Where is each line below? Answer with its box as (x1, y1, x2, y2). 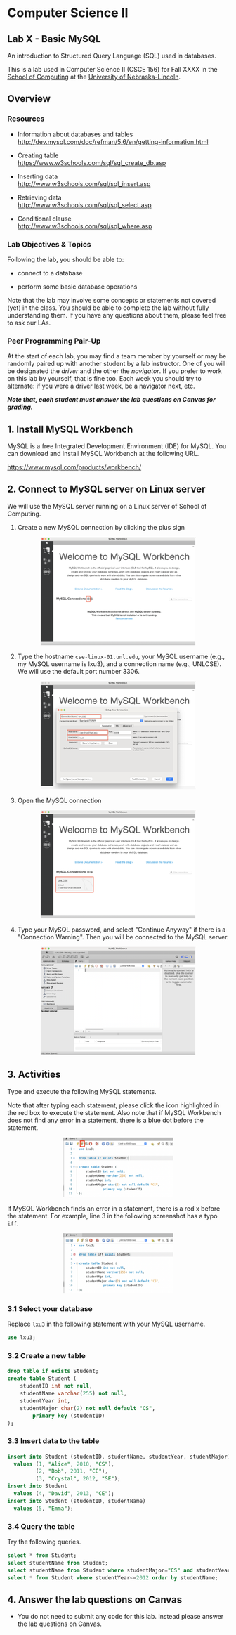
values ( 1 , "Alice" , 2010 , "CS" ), (13, 1460, 114, 1468)
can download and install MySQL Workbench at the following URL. (7, 450, 199, 458)
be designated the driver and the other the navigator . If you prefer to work (7, 367, 223, 375)
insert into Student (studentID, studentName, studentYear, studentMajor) (7, 1453, 231, 1460)
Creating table (17, 151, 59, 159)
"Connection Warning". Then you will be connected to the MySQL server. (17, 932, 229, 941)
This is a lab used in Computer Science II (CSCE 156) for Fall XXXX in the (7, 65, 218, 73)
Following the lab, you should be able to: (7, 255, 124, 263)
